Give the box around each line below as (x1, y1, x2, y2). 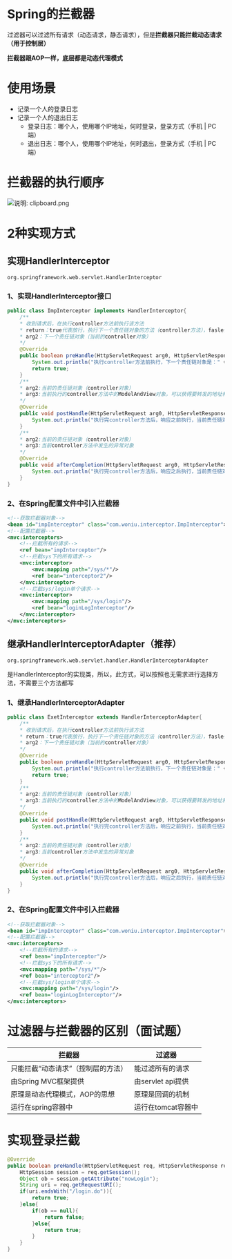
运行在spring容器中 (10, 1103, 73, 1112)
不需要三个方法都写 (19, 679, 74, 687)
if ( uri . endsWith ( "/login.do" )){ (19, 1188, 113, 1195)
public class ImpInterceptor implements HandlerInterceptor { (7, 307, 187, 314)
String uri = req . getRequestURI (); (19, 1182, 122, 1189)
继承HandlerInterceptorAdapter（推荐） (7, 638, 182, 650)
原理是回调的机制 (134, 1090, 190, 1099)
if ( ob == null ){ (32, 1207, 79, 1214)
